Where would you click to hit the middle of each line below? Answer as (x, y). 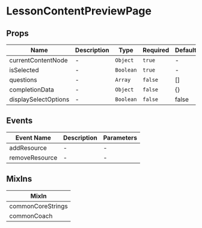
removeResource (33, 158)
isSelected (24, 70)
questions (23, 80)
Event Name (33, 138)
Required (156, 50)
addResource (28, 147)
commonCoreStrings (38, 206)
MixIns (19, 179)
